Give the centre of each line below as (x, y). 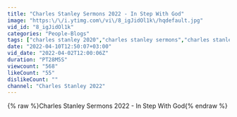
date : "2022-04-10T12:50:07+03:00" (60, 47)
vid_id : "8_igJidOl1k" (41, 27)
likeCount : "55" (31, 73)
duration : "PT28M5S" (38, 60)
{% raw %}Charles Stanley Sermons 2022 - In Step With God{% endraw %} (117, 106)
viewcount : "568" (33, 66)
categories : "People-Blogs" (49, 33)
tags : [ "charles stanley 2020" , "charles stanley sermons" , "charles (109, 40)
